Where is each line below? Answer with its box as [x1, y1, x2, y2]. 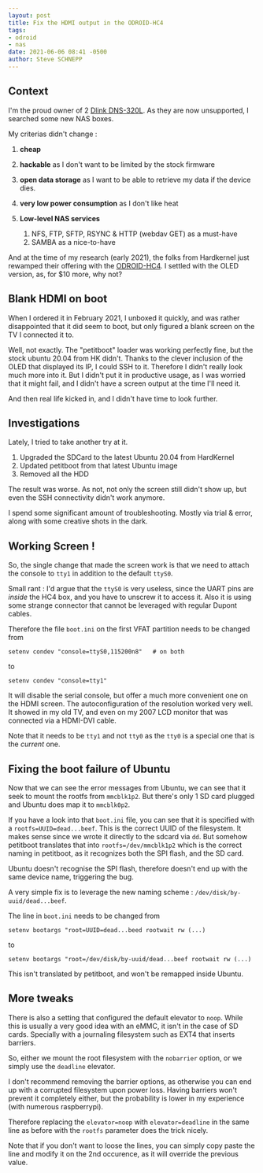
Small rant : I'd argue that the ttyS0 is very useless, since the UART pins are [8, 584, 254, 594]
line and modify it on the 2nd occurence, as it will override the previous [8, 1149, 239, 1158]
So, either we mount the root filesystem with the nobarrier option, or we [8, 1053, 243, 1063]
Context [8, 84, 49, 98]
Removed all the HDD [19, 469, 89, 479]
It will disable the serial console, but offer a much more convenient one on [8, 690, 248, 701]
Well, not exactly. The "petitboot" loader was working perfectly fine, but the [8, 345, 254, 354]
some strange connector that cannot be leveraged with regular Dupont [8, 601, 238, 610]
